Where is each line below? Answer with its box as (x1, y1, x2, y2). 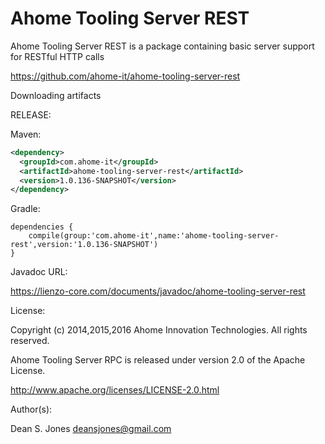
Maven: (10, 128, 42, 140)
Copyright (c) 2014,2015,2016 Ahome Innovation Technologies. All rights (10, 324, 308, 336)
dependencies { (10, 222, 74, 232)
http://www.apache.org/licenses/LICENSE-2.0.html (10, 384, 220, 396)
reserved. (10, 335, 50, 347)
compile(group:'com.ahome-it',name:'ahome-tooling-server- (28, 231, 280, 241)
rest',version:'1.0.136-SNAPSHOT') (10, 240, 159, 250)
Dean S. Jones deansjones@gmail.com (10, 423, 172, 435)
